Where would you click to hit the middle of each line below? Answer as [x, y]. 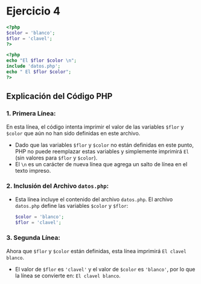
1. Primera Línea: [31, 114]
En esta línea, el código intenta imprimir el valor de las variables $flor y [95, 127]
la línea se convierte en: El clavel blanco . [68, 276]
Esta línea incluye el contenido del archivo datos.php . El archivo [94, 199]
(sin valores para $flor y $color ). [56, 158]
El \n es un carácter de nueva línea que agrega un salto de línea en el [101, 164]
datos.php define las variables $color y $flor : [72, 205]
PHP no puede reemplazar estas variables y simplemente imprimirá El [102, 151]
